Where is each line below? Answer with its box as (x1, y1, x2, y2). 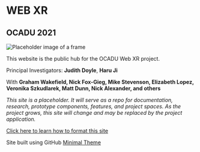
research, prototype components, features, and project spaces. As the (6, 103, 181, 110)
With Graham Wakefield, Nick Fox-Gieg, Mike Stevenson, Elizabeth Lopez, (6, 79, 194, 85)
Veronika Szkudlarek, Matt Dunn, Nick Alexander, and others (6, 85, 161, 92)
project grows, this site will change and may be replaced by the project (6, 109, 183, 116)
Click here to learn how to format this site (6, 127, 109, 134)
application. (6, 115, 36, 123)
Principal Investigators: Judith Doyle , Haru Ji (6, 67, 118, 74)
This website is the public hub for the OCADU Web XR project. (6, 55, 160, 62)
